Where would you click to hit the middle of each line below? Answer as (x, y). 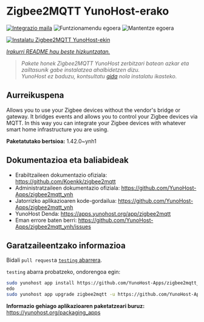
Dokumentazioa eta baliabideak (67, 160)
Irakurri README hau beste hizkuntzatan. (58, 51)
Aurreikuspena (35, 95)
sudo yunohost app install (40, 283)
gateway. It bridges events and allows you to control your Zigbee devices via (102, 116)
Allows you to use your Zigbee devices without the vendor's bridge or (93, 110)
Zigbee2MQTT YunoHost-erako (88, 11)
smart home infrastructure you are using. (58, 129)
